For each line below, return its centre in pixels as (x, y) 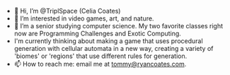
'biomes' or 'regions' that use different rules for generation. (100, 56)
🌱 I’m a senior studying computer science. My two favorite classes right (119, 26)
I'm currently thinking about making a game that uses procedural (108, 41)
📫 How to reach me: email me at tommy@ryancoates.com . (100, 64)
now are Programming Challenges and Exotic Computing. (98, 33)
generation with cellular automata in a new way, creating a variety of (114, 48)
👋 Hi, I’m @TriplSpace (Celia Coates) (67, 11)
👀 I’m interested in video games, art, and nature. (84, 18)
